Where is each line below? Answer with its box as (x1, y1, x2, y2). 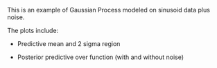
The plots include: (7, 27, 59, 34)
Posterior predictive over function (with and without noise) (17, 53, 184, 61)
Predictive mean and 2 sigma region (17, 40, 121, 47)
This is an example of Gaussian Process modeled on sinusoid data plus (7, 6, 210, 14)
